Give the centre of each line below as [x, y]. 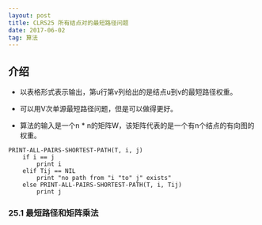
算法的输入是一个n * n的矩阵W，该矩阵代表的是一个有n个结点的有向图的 [137, 126]
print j [49, 192]
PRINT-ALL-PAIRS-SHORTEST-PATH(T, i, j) [76, 151]
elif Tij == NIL [49, 171]
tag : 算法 [23, 37]
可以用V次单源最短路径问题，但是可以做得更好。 [99, 109]
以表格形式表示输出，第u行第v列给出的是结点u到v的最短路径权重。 [128, 92]
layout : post [30, 15]
